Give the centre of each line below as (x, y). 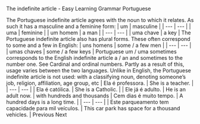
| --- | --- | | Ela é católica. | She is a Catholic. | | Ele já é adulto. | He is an (96, 89)
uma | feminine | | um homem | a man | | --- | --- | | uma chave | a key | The (99, 33)
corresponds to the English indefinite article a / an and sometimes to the (95, 58)
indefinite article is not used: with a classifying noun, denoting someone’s (96, 77)
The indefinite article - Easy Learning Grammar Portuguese (79, 9)
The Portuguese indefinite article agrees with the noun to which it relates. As (100, 20)
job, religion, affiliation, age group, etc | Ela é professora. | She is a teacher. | (100, 83)
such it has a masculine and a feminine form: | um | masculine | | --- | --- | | (99, 26)
